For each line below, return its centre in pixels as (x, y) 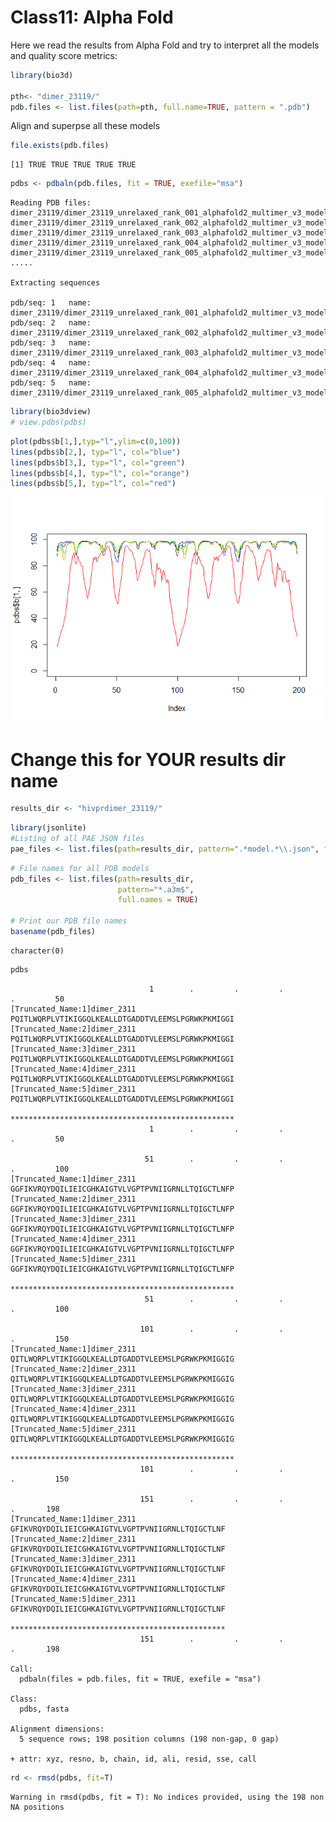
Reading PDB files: (51, 203)
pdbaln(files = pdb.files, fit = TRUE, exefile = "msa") (140, 1679)
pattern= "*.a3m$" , (156, 889)
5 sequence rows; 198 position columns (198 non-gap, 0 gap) (149, 1739)
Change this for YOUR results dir (148, 759)
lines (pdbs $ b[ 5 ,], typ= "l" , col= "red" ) (93, 484)
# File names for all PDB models (80, 868)
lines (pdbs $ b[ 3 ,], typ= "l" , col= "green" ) (98, 462)
